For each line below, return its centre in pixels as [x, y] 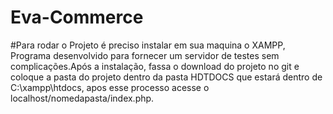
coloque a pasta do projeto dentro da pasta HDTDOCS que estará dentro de [166, 77]
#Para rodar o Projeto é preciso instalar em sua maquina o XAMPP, [148, 45]
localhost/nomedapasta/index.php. [82, 98]
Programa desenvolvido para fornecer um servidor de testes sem [145, 55]
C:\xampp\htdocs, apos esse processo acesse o [110, 87]
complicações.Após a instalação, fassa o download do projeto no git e [155, 66]
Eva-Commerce [77, 17]
